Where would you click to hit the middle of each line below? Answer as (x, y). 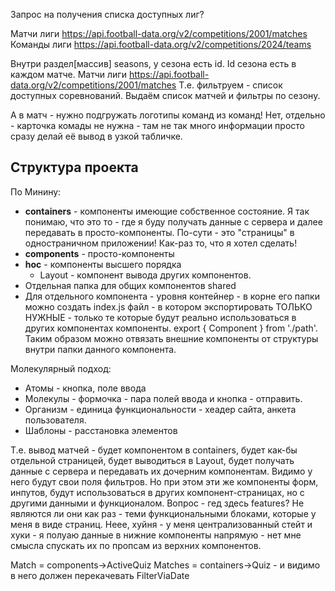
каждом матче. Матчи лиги (68, 74)
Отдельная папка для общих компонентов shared (130, 285)
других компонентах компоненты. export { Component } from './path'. (171, 328)
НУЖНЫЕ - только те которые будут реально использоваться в (160, 317)
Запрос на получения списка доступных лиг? (107, 14)
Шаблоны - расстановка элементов (101, 430)
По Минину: (36, 191)
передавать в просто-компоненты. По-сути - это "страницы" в (159, 232)
